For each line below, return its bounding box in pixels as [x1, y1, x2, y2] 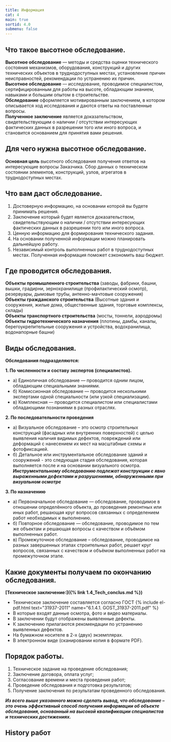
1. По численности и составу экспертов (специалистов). [5, 367, 132, 374]
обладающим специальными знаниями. [12, 383, 101, 389]
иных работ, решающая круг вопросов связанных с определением [12, 510, 160, 516]
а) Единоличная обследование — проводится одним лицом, [12, 377, 144, 384]
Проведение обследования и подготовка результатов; [12, 682, 132, 688]
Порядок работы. [5, 652, 64, 661]
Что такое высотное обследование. [5, 46, 126, 54]
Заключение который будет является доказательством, [12, 213, 135, 220]
